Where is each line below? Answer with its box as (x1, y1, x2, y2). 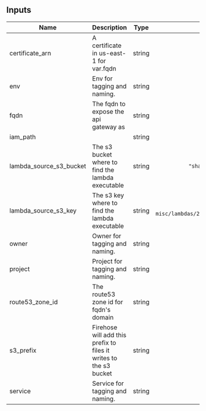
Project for (91, 257, 123, 265)
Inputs (6, 5, 32, 15)
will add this (91, 331, 127, 339)
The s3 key (91, 190, 124, 199)
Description (91, 23, 128, 31)
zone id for (91, 297, 124, 306)
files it (91, 346, 110, 354)
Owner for (91, 232, 121, 240)
